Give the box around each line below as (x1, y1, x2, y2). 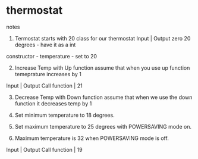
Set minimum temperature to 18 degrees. (14, 111, 115, 119)
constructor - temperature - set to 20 (6, 52, 97, 60)
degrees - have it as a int (14, 41, 76, 48)
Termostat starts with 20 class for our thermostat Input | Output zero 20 (14, 35, 191, 42)
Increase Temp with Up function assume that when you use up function (14, 64, 190, 71)
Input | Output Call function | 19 (6, 146, 83, 153)
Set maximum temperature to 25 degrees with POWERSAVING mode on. (14, 123, 192, 130)
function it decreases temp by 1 (14, 99, 92, 107)
